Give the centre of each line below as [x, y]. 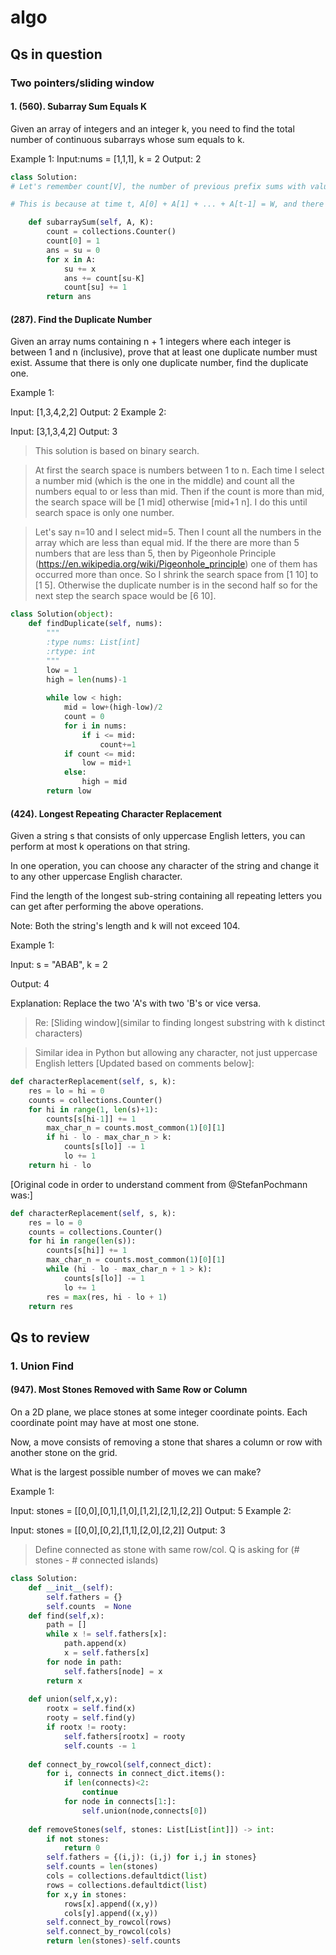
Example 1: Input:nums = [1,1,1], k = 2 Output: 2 [106, 158]
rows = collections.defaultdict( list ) [127, 1885]
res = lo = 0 [55, 1222]
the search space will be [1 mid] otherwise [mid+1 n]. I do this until [171, 502]
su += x [80, 269]
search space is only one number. [104, 513]
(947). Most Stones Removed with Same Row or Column [129, 1390]
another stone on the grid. [64, 1452]
